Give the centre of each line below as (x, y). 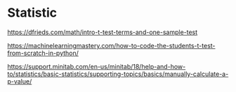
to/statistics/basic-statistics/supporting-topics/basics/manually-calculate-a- (118, 74)
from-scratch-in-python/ (43, 53)
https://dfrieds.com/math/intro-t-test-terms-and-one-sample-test (103, 32)
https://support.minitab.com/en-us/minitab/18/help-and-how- (97, 66)
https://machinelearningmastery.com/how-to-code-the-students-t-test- (111, 45)
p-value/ (20, 81)
